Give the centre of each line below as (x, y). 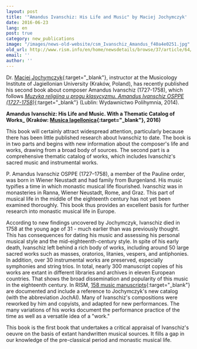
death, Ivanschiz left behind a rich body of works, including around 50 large (98, 248)
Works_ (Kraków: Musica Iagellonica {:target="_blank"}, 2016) (84, 120)
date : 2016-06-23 (27, 22)
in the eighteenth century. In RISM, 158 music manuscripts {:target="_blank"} (98, 284)
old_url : (17, 50)
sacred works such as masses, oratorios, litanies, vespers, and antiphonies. (97, 253)
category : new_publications (40, 39)
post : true (19, 33)
